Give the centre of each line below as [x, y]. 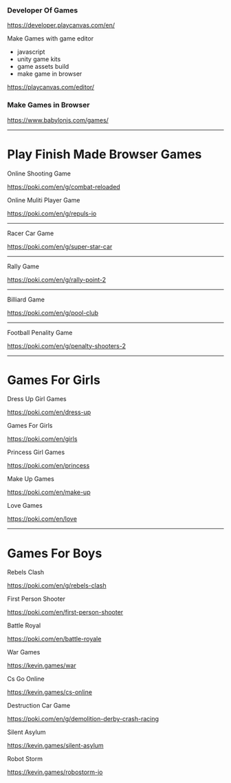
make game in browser [49, 74]
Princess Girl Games [36, 452]
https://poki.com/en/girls [42, 439]
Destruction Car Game [39, 706]
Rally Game [23, 266]
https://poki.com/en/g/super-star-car [60, 246]
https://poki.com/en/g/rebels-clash [57, 586]
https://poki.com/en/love [42, 519]
